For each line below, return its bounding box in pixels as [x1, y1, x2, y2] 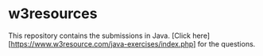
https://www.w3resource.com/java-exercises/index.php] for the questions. [10, 39, 256, 48]
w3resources [8, 5, 98, 23]
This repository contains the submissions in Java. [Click [8, 31, 191, 40]
